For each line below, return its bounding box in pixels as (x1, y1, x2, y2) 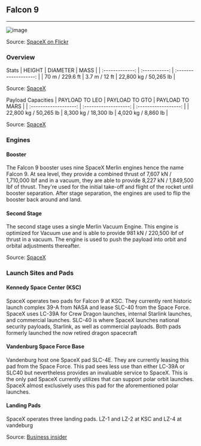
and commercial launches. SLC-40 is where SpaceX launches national (6, 316, 179, 323)
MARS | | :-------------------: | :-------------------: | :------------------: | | (6, 103, 190, 110)
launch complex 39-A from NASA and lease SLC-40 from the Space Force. (6, 304, 190, 311)
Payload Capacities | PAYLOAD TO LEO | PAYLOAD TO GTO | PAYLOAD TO (6, 96, 190, 104)
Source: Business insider (6, 433, 68, 441)
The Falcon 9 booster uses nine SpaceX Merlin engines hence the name (6, 164, 184, 171)
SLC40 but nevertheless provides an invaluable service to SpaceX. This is (6, 369, 188, 376)
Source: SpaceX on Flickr (6, 38, 69, 45)
